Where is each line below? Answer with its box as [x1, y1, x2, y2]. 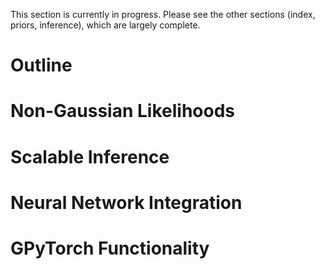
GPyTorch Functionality [10, 237, 210, 259]
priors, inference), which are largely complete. [10, 19, 201, 31]
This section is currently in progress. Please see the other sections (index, [10, 9, 316, 20]
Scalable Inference [10, 145, 170, 168]
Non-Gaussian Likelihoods [10, 100, 236, 123]
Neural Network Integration [10, 191, 243, 214]
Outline [10, 54, 73, 77]
